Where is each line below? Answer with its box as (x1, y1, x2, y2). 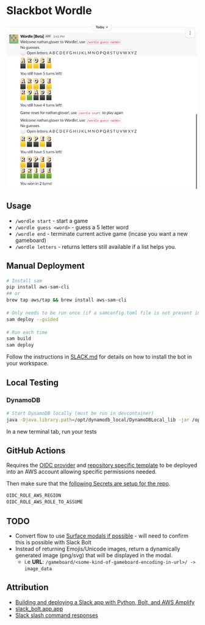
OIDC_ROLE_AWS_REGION (6, 492, 62, 499)
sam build (6, 335, 32, 342)
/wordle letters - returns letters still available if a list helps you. (15, 243, 177, 250)
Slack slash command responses (15, 612, 99, 619)
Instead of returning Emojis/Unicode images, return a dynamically (15, 545, 181, 552)
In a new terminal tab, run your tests (6, 428, 97, 435)
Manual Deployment (6, 261, 85, 271)
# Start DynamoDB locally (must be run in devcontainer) (6, 410, 154, 416)
